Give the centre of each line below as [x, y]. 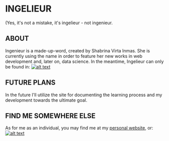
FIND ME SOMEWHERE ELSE [50, 116]
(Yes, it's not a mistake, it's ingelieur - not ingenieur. [59, 23]
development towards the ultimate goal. [46, 100]
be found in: [18, 66]
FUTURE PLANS [30, 83]
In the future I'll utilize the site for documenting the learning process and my [84, 95]
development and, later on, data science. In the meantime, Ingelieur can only [84, 61]
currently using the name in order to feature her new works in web [74, 56]
